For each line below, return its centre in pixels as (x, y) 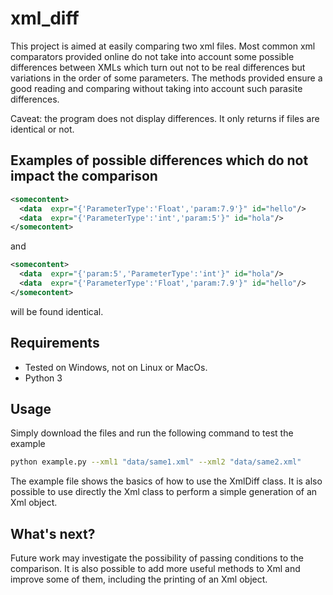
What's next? (53, 533)
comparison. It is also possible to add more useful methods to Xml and (155, 569)
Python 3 (43, 378)
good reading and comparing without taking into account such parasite (156, 88)
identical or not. (42, 129)
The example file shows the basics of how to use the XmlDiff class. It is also (166, 481)
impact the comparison (84, 176)
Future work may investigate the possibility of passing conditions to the (157, 558)
